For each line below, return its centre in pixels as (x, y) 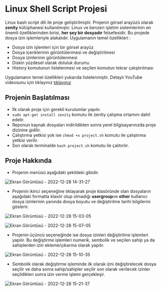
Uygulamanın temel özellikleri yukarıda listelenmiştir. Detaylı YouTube (74, 77)
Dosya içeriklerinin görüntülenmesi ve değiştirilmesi (63, 52)
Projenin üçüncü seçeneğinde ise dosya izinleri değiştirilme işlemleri (80, 235)
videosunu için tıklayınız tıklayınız (38, 82)
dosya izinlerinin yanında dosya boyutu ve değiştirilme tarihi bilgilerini (81, 201)
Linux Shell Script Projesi (56, 9)
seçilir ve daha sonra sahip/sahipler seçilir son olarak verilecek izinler (81, 269)
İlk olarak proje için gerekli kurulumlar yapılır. (56, 109)
